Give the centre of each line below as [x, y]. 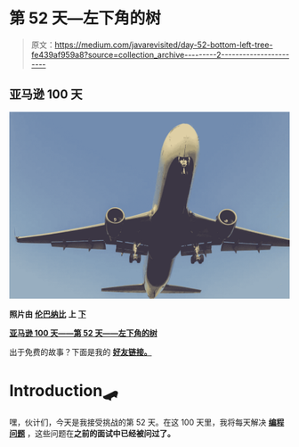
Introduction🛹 [64, 390]
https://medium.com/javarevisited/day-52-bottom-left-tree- [164, 45]
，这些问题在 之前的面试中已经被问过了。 [101, 434]
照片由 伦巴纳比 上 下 [48, 314]
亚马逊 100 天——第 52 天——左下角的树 [83, 333]
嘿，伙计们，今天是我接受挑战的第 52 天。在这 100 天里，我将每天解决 [138, 422]
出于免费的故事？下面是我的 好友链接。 [81, 352]
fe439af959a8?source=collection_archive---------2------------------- [160, 54]
